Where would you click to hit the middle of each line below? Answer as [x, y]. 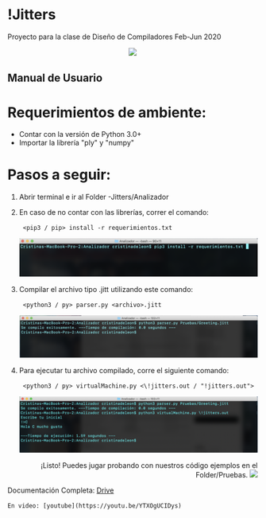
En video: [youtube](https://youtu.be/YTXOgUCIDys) [94, 506]
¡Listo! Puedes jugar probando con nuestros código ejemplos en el [149, 465]
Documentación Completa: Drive [61, 490]
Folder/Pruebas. [222, 475]
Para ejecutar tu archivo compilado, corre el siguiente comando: [124, 370]
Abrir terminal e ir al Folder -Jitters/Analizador [94, 197]
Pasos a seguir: [59, 175]
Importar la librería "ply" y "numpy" [77, 143]
